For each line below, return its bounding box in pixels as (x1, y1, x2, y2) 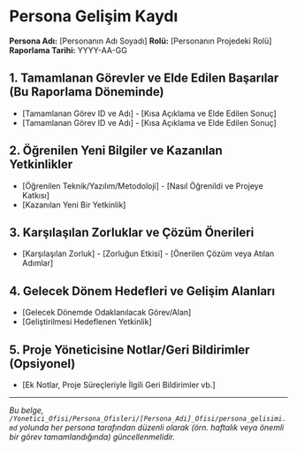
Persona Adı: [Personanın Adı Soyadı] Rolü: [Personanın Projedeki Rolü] (9, 35, 272, 46)
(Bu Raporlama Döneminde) (9, 84, 164, 99)
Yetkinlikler (9, 157, 73, 172)
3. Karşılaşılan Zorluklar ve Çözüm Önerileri (9, 224, 255, 240)
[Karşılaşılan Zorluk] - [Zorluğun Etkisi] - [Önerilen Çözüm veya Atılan (21, 248, 275, 259)
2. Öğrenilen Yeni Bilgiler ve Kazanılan (9, 144, 223, 159)
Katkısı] (21, 190, 50, 200)
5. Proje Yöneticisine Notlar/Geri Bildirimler (9, 342, 250, 357)
